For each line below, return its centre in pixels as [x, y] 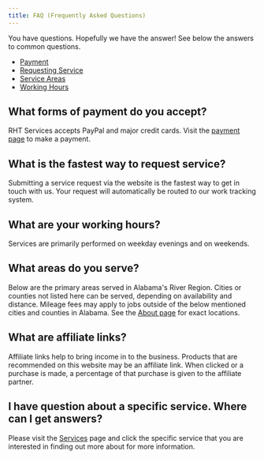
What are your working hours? [84, 225]
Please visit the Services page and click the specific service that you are [126, 438]
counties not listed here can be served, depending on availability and [120, 295]
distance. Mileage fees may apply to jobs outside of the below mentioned [127, 304]
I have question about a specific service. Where [128, 406]
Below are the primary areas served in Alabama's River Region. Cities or [125, 287]
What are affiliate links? [68, 338]
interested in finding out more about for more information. [102, 446]
